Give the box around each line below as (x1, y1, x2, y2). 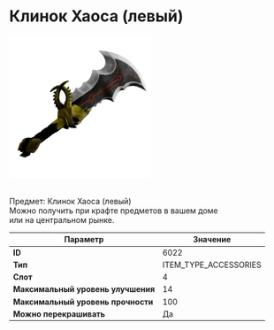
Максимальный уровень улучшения (12, 284, 156, 295)
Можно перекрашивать (12, 308, 106, 319)
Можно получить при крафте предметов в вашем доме (9, 205, 218, 216)
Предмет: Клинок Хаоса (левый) (9, 196, 132, 206)
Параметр (64, 234, 104, 245)
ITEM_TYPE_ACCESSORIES (162, 259, 263, 270)
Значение (193, 234, 232, 245)
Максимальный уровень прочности (12, 296, 154, 307)
